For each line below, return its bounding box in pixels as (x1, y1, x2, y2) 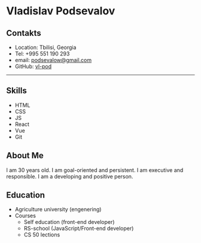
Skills (6, 85, 27, 96)
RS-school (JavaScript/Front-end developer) (23, 225, 134, 232)
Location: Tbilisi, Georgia (14, 44, 77, 51)
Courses (14, 212, 36, 219)
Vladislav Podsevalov (6, 4, 115, 18)
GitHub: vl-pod (14, 63, 52, 70)
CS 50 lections (23, 231, 60, 238)
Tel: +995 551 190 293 (14, 50, 70, 57)
